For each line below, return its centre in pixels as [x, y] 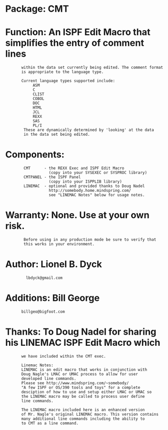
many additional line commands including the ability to [83, 419]
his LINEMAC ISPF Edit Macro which [83, 343]
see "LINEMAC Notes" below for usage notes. [97, 195]
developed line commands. [49, 378]
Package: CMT [37, 9]
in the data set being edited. [57, 135]
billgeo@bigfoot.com [43, 312]
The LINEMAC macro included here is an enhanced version [83, 410]
